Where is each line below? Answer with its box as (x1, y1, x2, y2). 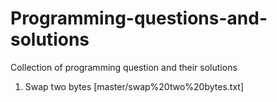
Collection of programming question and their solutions (10, 61, 238, 73)
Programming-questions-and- (10, 7, 268, 30)
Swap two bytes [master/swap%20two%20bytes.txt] (24, 80, 244, 92)
